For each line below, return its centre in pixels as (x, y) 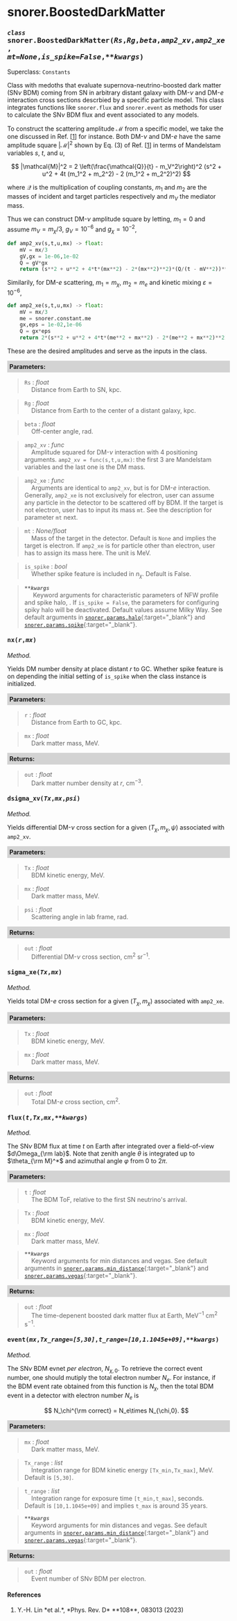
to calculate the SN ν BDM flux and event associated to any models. (103, 115)
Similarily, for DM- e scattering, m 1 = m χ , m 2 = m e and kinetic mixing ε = (110, 283)
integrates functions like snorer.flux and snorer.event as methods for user (115, 108)
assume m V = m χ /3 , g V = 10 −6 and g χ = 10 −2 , (72, 229)
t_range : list (42, 1490)
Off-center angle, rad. (62, 431)
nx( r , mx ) (22, 640)
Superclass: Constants (39, 72)
